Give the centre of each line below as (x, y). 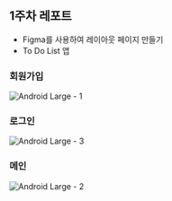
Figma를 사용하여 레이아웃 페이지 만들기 (93, 39)
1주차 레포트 (41, 16)
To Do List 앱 (46, 50)
